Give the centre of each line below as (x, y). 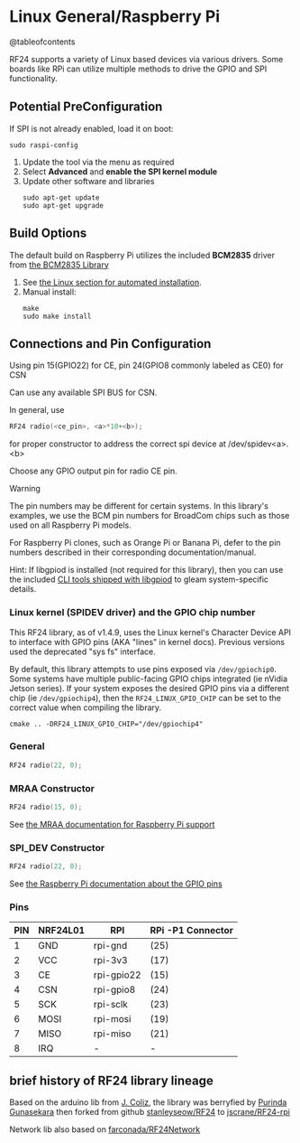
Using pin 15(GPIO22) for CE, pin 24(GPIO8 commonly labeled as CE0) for (146, 365)
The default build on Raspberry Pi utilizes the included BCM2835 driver (142, 255)
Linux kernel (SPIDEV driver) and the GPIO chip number (132, 613)
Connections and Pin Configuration (110, 344)
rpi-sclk (111, 1005)
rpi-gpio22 (117, 975)
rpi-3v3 (110, 960)
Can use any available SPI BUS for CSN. (83, 393)
